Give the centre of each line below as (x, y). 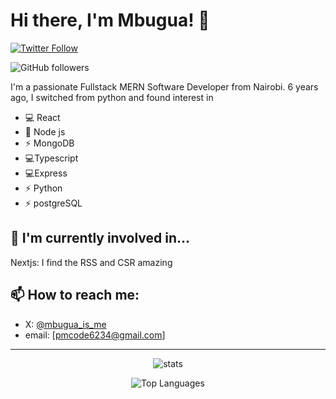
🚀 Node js (45, 131)
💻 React (42, 117)
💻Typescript (51, 158)
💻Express (46, 173)
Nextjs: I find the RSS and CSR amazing (91, 262)
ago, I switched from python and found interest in (112, 97)
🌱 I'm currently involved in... (100, 238)
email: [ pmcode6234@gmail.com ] (95, 335)
